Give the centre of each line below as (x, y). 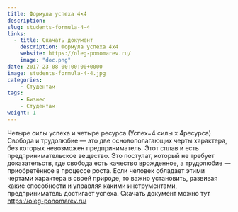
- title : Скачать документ (53, 40)
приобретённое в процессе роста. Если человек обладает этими (106, 170)
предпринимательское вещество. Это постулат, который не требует (111, 155)
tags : (15, 93)
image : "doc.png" (46, 60)
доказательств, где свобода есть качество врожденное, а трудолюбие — (119, 163)
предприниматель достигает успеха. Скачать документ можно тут (109, 193)
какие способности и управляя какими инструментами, (92, 186)
